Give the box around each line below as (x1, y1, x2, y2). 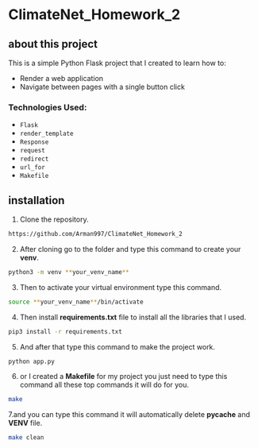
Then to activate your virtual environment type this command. (19, 282, 222, 292)
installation (8, 193, 65, 207)
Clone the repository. (19, 214, 89, 224)
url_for (19, 164, 45, 172)
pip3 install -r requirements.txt (8, 327, 123, 335)
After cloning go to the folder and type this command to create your (19, 244, 241, 253)
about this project (8, 37, 98, 51)
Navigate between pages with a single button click (19, 82, 185, 91)
